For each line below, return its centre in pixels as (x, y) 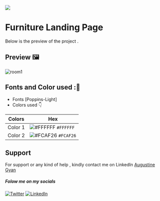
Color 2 (16, 135)
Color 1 (16, 127)
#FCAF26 (67, 135)
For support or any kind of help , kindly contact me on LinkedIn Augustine (80, 165)
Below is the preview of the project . (42, 41)
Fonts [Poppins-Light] (34, 99)
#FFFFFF (66, 127)
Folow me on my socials (30, 181)
